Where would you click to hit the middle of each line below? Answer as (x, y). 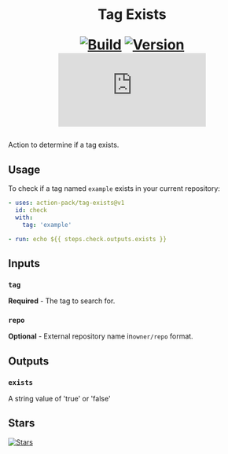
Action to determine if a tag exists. (64, 145)
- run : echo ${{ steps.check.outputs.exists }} (88, 239)
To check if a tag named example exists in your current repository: (114, 189)
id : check (31, 210)
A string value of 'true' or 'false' (60, 399)
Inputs (24, 264)
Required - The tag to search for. (62, 301)
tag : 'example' (47, 225)
